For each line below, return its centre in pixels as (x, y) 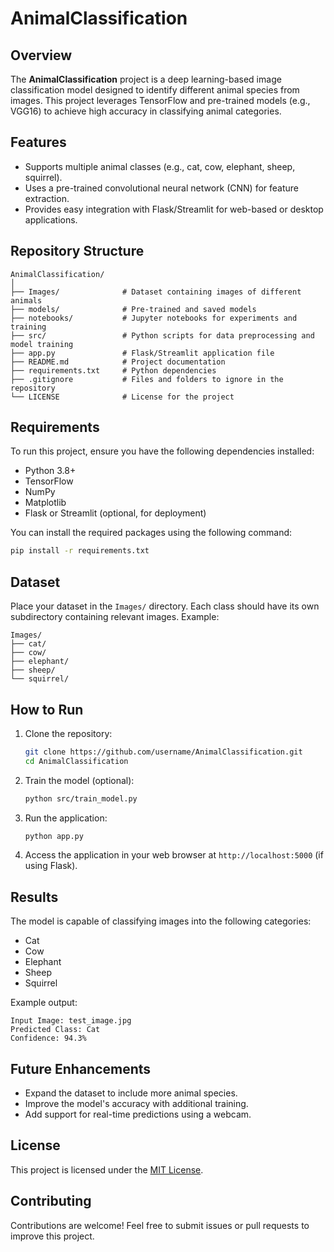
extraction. (47, 198)
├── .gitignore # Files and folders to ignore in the (147, 379)
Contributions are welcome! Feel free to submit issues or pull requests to (160, 1225)
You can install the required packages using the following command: (151, 533)
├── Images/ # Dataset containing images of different (156, 292)
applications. (51, 219)
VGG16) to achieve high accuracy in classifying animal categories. (146, 111)
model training (42, 344)
